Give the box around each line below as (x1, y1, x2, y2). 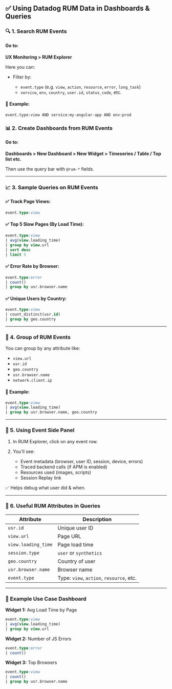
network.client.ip (12, 378, 52, 383)
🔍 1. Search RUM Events (5, 28, 67, 35)
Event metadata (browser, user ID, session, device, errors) (20, 458, 143, 464)
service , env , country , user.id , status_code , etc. (20, 89, 122, 95)
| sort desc (5, 247, 31, 252)
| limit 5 (5, 252, 27, 257)
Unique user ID (57, 524, 94, 531)
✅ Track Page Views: (5, 199, 51, 205)
